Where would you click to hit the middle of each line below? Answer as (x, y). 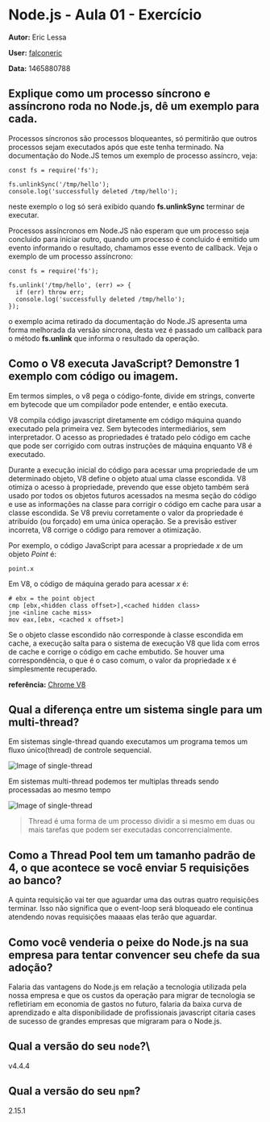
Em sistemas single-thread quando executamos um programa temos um (128, 742)
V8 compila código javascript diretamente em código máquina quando (125, 420)
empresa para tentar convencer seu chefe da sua (134, 955)
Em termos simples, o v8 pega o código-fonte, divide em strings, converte (132, 396)
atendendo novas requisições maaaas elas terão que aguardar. (113, 917)
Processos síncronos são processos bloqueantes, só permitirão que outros (133, 138)
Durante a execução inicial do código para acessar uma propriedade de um (133, 470)
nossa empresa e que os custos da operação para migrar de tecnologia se (132, 995)
